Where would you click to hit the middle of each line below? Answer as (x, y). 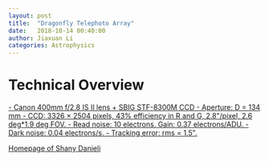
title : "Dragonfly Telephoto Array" (71, 23)
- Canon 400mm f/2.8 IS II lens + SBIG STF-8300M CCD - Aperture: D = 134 (134, 107)
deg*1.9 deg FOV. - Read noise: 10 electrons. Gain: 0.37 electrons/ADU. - (128, 124)
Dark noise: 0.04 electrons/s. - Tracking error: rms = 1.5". (103, 133)
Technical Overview (76, 85)
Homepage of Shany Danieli (55, 148)
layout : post (30, 16)
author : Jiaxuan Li (41, 38)
